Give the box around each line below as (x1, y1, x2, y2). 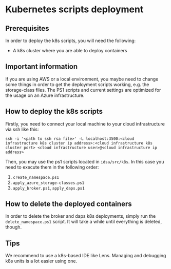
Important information (5, 63, 78, 71)
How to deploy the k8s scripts (5, 107, 103, 116)
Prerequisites (5, 24, 49, 33)
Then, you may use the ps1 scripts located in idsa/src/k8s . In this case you (5, 158, 164, 164)
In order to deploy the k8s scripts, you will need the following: (5, 37, 136, 44)
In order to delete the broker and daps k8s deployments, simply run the (5, 213, 156, 219)
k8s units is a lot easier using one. (5, 258, 78, 264)
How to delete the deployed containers (5, 200, 132, 209)
